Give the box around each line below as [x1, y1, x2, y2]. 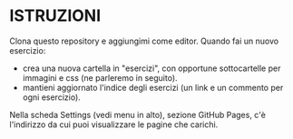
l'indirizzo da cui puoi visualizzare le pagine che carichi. [9, 119, 219, 130]
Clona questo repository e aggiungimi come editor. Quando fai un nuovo [9, 35, 279, 46]
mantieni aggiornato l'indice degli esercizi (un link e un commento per [22, 82, 284, 93]
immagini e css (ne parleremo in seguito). [22, 72, 179, 83]
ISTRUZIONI [9, 5, 102, 26]
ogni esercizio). [22, 92, 82, 103]
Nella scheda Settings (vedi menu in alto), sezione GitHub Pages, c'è [9, 109, 266, 120]
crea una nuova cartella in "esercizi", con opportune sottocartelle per [22, 63, 281, 74]
